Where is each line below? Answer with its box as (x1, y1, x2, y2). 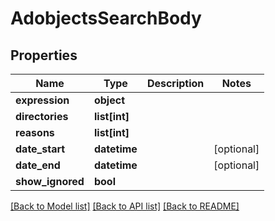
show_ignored (15, 175, 85, 188)
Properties (10, 47, 78, 64)
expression (15, 93, 70, 107)
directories (15, 110, 69, 123)
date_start (15, 142, 66, 156)
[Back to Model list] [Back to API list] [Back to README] (10, 200, 240, 212)
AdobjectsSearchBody (10, 7, 202, 30)
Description (146, 77, 205, 90)
